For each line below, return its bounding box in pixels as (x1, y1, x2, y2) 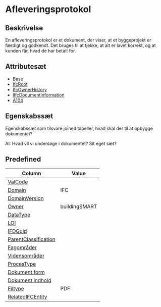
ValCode (8, 178, 28, 185)
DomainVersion (8, 195, 44, 202)
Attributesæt (5, 62, 46, 71)
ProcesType (8, 261, 36, 268)
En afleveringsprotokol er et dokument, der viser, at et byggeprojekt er (5, 37, 151, 43)
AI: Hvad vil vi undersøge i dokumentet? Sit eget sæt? (5, 140, 117, 146)
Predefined (5, 155, 41, 164)
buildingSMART (60, 203, 97, 210)
